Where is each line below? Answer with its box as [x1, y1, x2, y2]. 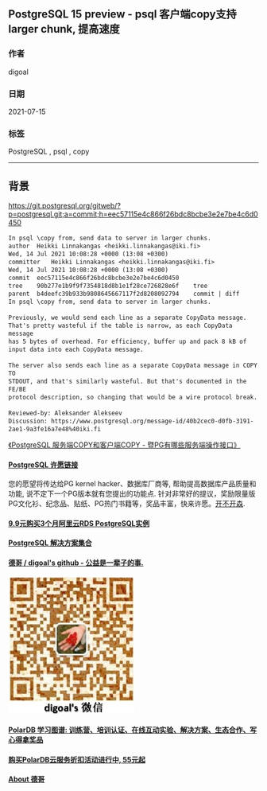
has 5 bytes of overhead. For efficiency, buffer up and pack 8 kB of [8, 337, 247, 346]
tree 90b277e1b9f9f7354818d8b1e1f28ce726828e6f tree [8, 282, 208, 290]
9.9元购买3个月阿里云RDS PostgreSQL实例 [8, 518, 149, 528]
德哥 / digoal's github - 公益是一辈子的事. [8, 558, 144, 567]
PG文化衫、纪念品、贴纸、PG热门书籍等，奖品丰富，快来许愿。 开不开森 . [8, 499, 246, 509]
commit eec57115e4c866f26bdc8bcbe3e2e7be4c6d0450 [8, 274, 180, 282]
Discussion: [8, 417, 48, 426]
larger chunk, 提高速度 [8, 22, 121, 36]
